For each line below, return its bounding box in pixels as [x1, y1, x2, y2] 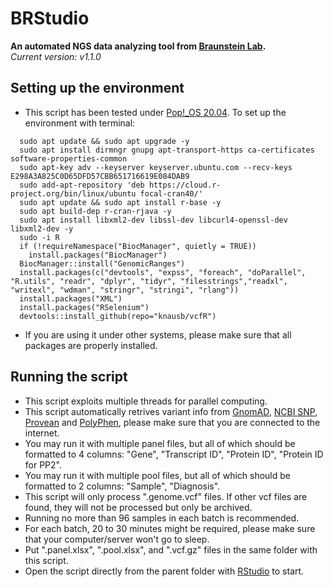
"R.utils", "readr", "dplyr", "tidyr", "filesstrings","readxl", [10, 276, 288, 286]
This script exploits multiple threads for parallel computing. [24, 395, 268, 407]
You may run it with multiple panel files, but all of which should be [24, 437, 296, 449]
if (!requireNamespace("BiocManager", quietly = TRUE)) [19, 241, 257, 251]
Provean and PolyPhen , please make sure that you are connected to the [24, 416, 321, 428]
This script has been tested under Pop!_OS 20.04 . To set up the [24, 106, 287, 118]
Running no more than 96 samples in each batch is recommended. [24, 512, 300, 524]
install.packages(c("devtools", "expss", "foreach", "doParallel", [19, 267, 307, 277]
